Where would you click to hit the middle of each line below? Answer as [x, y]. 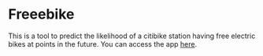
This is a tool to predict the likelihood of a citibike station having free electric [132, 36]
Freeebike [41, 14]
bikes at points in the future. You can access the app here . [103, 44]
